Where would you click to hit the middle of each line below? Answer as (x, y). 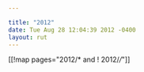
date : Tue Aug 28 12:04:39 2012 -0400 (72, 30)
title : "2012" (32, 22)
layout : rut (28, 37)
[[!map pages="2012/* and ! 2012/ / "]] (69, 59)
